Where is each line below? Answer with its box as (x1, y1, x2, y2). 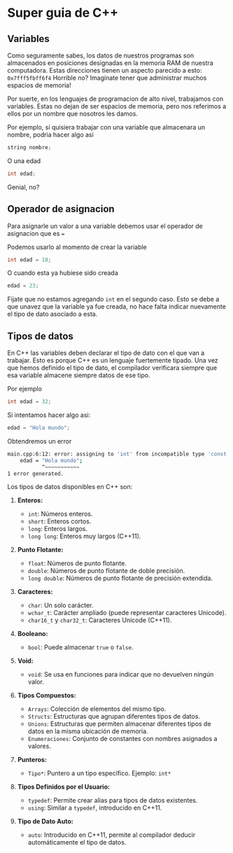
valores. (27, 742, 51, 750)
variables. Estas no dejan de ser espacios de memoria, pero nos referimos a (7, 102, 227, 110)
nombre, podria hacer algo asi (7, 131, 94, 139)
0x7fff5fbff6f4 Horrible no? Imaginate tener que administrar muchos (7, 73, 207, 82)
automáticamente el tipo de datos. (27, 838, 127, 847)
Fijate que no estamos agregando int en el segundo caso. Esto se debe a (7, 295, 220, 304)
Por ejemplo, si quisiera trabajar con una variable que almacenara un (7, 123, 206, 131)
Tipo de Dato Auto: (17, 817, 73, 826)
